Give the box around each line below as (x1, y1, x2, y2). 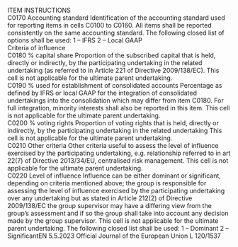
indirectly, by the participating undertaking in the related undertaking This (7, 127, 222, 134)
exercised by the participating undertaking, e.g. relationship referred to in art (7, 149, 231, 157)
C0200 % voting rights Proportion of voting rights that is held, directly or (7, 119, 220, 127)
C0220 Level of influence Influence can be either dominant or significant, (7, 171, 222, 180)
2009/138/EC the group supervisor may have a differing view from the (7, 202, 212, 209)
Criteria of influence (7, 44, 66, 52)
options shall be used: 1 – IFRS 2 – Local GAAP (7, 36, 143, 45)
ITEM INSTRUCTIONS (7, 6, 71, 14)
